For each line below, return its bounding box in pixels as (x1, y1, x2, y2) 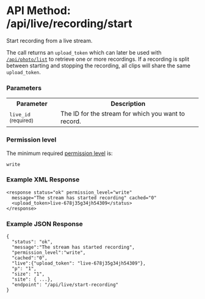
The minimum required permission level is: (6, 149, 113, 157)
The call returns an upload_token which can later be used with (6, 48, 162, 56)
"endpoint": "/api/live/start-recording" (12, 282, 119, 288)
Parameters (6, 83, 41, 92)
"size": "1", (12, 271, 45, 278)
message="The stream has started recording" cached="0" (12, 194, 157, 201)
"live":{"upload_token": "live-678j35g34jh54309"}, (12, 260, 146, 267)
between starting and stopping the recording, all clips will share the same (6, 62, 191, 69)
